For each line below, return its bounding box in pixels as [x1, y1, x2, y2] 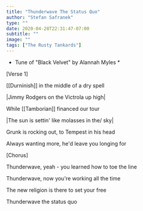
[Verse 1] [6, 70, 28, 77]
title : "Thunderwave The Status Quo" [6, 8, 101, 15]
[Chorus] [6, 151, 29, 159]
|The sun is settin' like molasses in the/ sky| [6, 116, 114, 123]
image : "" [6, 37, 31, 43]
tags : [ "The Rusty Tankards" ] [6, 43, 82, 49]
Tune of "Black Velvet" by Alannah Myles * [14, 58, 121, 66]
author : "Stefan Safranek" [6, 14, 74, 20]
